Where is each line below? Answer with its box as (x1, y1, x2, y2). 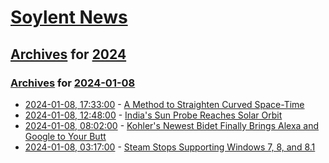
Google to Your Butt (24, 130, 107, 142)
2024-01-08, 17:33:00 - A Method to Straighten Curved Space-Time (24, 98, 305, 110)
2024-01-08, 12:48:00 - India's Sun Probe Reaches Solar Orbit (24, 109, 283, 121)
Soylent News (10, 6, 128, 29)
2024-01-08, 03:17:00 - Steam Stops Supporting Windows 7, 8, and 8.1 (24, 141, 316, 153)
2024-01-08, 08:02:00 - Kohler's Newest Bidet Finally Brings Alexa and (24, 119, 320, 131)
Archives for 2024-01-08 (10, 76, 136, 90)
